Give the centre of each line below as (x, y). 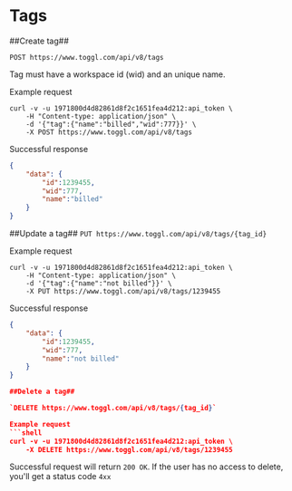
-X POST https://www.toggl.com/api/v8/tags (109, 132)
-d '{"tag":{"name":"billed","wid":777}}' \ (111, 124)
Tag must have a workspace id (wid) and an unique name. (117, 74)
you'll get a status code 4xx (60, 477)
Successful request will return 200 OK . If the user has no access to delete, (146, 467)
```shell (26, 433)
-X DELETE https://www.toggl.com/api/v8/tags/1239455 (129, 449)
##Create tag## (39, 41)
